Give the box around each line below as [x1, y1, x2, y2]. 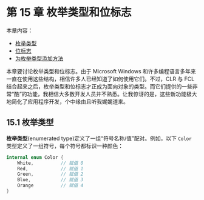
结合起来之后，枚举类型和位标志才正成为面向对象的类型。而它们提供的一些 [6, 82, 192, 90]
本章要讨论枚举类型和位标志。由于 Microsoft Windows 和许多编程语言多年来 [6, 67, 196, 75]
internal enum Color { [6, 154, 64, 161]
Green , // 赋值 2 [17, 171, 84, 178]
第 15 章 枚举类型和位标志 [6, 5, 132, 19]
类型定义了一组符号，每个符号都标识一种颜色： [6, 142, 123, 149]
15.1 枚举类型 [6, 118, 54, 128]
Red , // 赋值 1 [17, 165, 84, 172]
